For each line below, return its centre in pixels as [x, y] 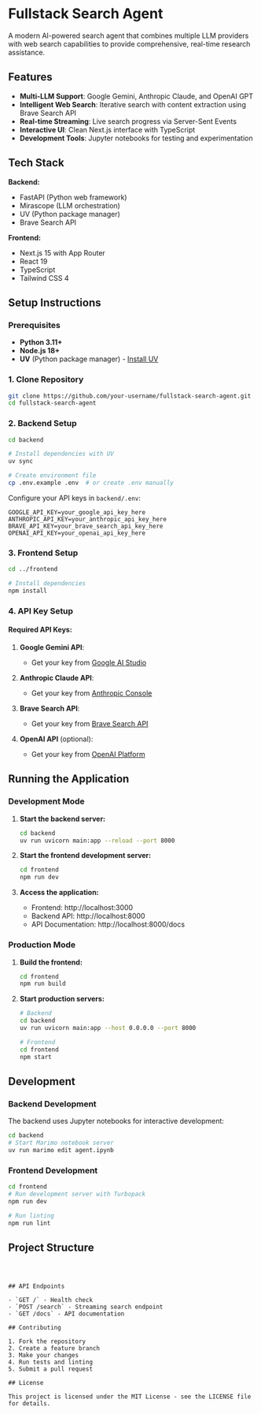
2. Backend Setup [42, 423]
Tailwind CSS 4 [44, 278]
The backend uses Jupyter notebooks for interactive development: [116, 1121]
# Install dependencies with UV [61, 454]
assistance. [27, 52]
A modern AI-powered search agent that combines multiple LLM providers [129, 35]
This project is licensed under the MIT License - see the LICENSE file [130, 1397]
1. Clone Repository [46, 379]
